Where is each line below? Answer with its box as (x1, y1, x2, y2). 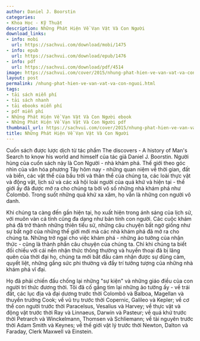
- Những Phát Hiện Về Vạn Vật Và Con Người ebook (6, 114, 132, 120)
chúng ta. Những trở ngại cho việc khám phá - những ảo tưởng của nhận (6, 234, 183, 241)
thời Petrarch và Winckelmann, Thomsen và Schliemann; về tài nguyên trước (6, 315, 193, 322)
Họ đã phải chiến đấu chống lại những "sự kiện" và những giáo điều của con (6, 277, 193, 284)
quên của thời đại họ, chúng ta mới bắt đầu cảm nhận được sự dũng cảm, (6, 253, 186, 260)
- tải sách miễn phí (6, 92, 58, 98)
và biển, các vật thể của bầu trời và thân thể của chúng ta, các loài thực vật (6, 172, 191, 179)
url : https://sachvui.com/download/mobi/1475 (11, 42, 127, 48)
